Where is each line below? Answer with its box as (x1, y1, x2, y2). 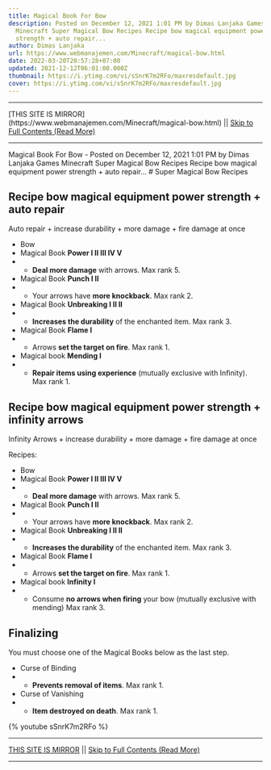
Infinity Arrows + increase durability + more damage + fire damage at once (8, 434, 257, 444)
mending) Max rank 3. (31, 603, 106, 613)
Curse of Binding (19, 663, 77, 672)
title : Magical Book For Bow (8, 11, 106, 20)
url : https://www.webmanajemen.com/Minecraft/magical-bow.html (8, 49, 226, 57)
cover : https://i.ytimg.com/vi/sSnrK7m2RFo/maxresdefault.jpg (8, 79, 222, 87)
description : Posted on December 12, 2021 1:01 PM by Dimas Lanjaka (8, 19, 244, 27)
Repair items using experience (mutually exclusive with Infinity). (31, 368, 248, 378)
